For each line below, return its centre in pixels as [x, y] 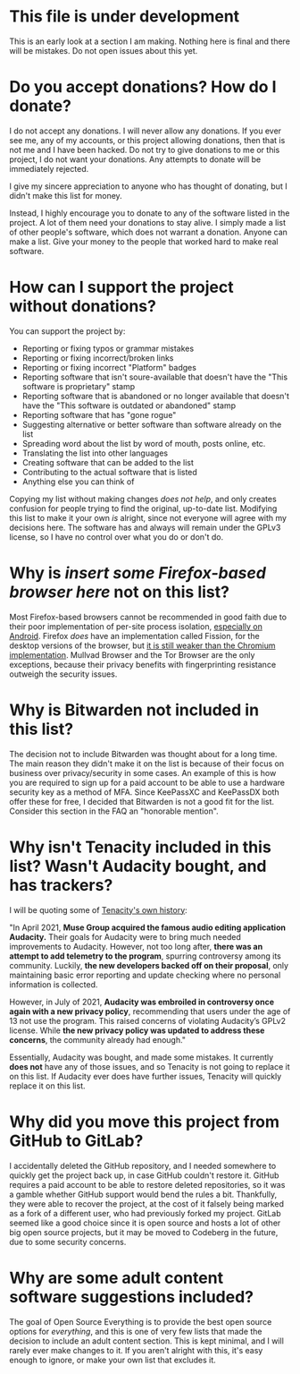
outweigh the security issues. [63, 674]
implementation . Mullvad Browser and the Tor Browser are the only [132, 654]
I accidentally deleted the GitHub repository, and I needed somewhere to [143, 1165]
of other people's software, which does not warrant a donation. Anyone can [149, 232]
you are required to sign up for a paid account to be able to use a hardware [147, 782]
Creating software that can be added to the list [108, 462]
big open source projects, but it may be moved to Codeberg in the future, [144, 1232]
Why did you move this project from [144, 1122]
